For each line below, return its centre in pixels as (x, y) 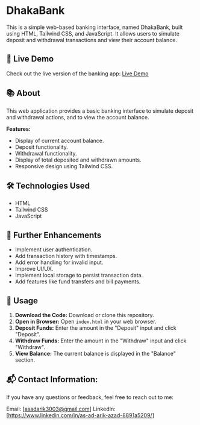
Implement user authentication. (54, 250)
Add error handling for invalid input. (59, 262)
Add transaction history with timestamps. (66, 256)
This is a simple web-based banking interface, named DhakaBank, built (95, 27)
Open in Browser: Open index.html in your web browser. (86, 321)
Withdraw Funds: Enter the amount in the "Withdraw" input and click (101, 341)
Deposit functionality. (41, 147)
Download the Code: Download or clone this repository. (85, 315)
